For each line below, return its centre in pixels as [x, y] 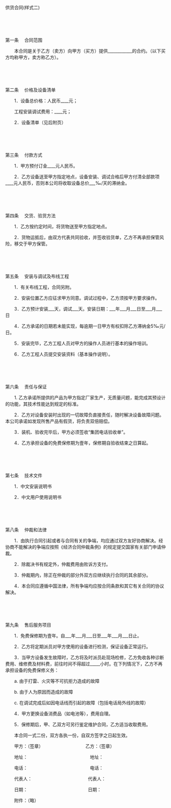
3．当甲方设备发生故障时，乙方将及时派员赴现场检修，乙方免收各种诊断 [89, 657]
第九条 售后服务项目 [28, 625]
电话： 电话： [59, 768]
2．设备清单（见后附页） [40, 122]
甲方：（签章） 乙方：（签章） [64, 746]
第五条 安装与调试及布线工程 [37, 276]
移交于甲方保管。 [32, 244]
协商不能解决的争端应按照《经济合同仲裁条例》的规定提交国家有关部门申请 [83, 547]
